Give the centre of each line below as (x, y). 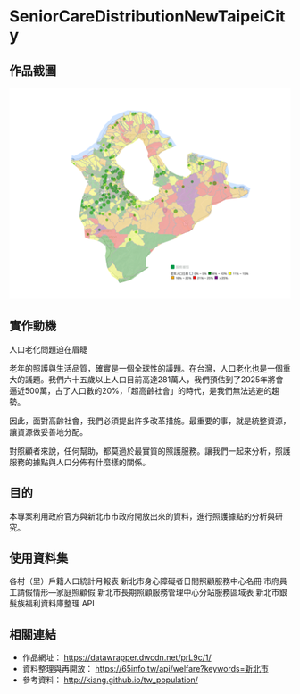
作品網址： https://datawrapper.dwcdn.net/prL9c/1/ (117, 657)
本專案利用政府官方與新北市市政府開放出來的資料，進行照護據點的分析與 (142, 516)
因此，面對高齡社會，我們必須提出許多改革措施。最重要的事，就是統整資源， (150, 421)
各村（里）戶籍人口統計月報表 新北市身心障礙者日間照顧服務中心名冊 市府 (144, 581)
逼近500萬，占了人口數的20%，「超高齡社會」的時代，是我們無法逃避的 (141, 390)
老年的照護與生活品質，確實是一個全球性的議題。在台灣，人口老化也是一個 (146, 368)
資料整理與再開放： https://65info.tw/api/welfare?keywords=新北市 (146, 669)
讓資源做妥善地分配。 (48, 431)
